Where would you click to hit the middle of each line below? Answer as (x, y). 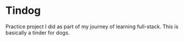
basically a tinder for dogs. (38, 32)
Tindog (23, 11)
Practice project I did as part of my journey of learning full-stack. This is (92, 26)
